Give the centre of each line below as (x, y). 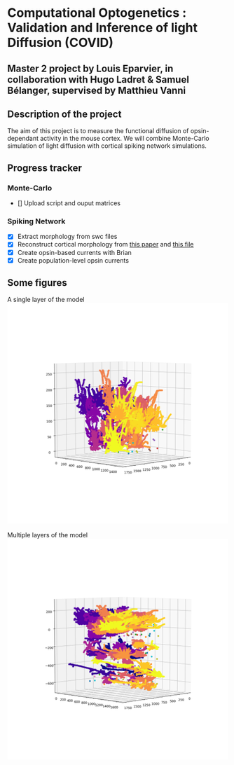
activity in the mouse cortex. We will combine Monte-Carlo (124, 139)
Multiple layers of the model (48, 535)
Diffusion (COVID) (61, 43)
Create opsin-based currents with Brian (74, 252)
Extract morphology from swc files (67, 237)
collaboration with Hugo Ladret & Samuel (98, 80)
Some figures (37, 283)
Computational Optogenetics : (97, 13)
